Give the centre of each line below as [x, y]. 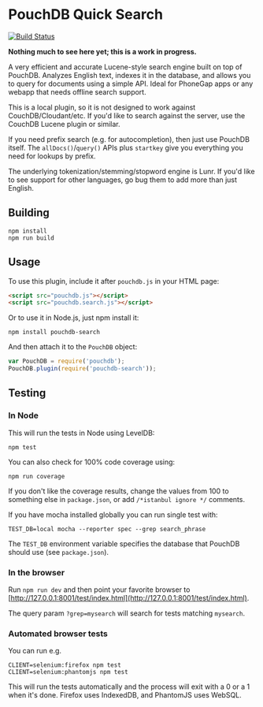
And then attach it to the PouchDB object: [73, 347]
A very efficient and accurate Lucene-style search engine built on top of [125, 67]
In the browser [37, 572]
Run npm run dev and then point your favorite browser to [99, 590]
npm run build [31, 238]
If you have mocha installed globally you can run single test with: [113, 515]
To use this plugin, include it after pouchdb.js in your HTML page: [114, 281]
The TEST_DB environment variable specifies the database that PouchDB [124, 543]
